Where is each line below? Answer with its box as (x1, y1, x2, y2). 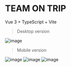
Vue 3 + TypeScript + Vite (5, 19, 57, 25)
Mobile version (16, 47, 47, 53)
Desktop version (16, 28, 50, 34)
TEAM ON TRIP (5, 3, 66, 14)
